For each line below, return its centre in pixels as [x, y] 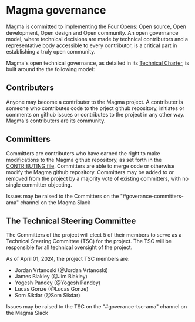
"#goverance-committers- [152, 196]
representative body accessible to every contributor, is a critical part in [92, 45]
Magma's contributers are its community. [56, 121]
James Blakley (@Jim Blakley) [51, 277]
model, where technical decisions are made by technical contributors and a [97, 39]
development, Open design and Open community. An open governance [92, 32]
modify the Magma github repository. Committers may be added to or [90, 172]
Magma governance [56, 10]
